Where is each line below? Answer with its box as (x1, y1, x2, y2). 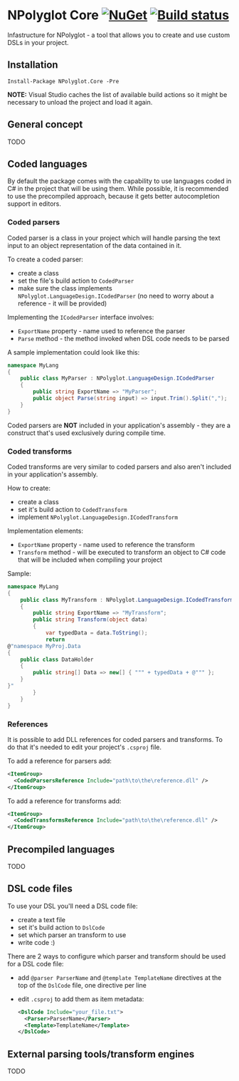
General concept (7, 118, 83, 131)
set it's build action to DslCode (17, 923, 105, 931)
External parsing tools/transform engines (7, 1048, 195, 1060)
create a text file (17, 915, 66, 924)
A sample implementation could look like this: (7, 348, 140, 356)
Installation (7, 59, 58, 71)
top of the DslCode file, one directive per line (17, 981, 147, 989)
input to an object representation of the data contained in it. (7, 241, 182, 249)
